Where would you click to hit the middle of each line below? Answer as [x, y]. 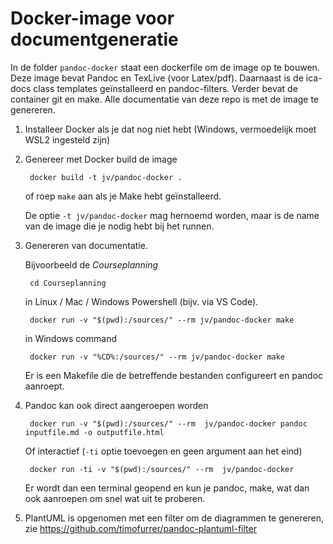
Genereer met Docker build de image [101, 159]
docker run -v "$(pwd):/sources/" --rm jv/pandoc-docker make [162, 320]
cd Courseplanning [68, 283]
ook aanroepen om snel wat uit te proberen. [115, 498]
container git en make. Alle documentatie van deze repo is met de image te [165, 99]
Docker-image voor [92, 18]
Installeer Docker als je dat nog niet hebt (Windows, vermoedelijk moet [170, 129]
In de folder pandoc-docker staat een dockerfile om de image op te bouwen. [165, 67]
